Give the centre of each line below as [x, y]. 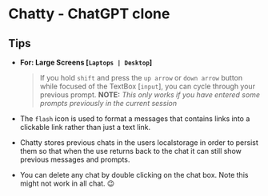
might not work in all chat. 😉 [67, 183]
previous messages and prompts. [75, 159]
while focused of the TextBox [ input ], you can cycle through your [148, 86]
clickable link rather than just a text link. [85, 127]
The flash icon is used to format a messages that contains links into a [135, 119]
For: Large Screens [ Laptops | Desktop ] [86, 62]
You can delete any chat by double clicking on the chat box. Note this [134, 175]
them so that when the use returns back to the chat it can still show [130, 151]
